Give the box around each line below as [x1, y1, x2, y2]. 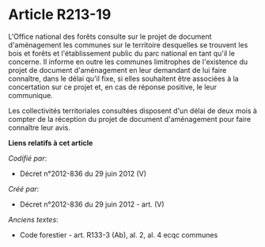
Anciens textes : [8, 215, 59, 224]
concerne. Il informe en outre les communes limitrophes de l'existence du [8, 57, 248, 66]
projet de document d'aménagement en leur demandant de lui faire [8, 65, 227, 74]
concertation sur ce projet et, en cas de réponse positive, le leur [8, 82, 218, 92]
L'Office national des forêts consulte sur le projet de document [8, 32, 212, 41]
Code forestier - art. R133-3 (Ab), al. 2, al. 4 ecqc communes [19, 230, 218, 239]
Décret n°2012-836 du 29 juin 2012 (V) [19, 169, 147, 178]
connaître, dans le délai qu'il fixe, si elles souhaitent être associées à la [8, 74, 239, 83]
